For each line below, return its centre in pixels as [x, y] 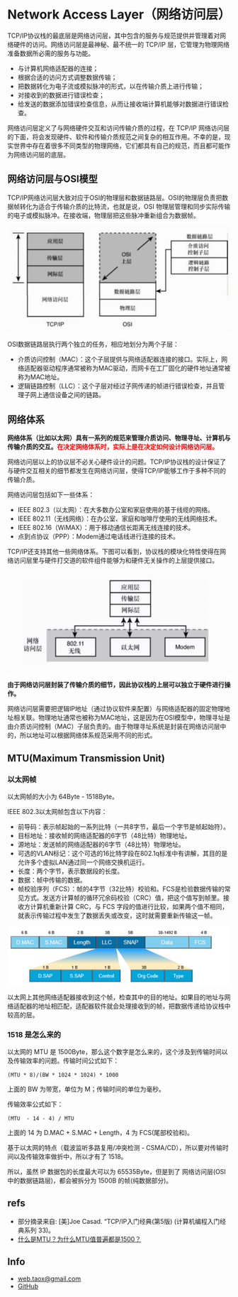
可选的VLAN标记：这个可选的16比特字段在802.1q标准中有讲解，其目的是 [123, 853]
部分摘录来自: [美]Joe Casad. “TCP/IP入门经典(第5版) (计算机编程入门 [119, 1221]
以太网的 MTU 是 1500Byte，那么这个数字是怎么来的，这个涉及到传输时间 [114, 1051]
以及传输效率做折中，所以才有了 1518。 [70, 1156]
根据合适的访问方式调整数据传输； [67, 77]
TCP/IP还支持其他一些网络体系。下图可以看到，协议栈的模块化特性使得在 [114, 552]
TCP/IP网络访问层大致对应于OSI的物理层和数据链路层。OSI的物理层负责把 [115, 197]
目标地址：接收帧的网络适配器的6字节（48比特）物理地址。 [104, 835]
